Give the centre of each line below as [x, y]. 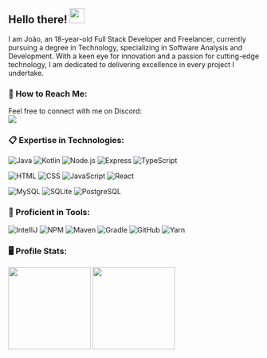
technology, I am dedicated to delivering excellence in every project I [122, 64]
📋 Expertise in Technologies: [67, 141]
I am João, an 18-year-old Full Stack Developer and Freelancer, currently [128, 39]
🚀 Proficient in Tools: [49, 213]
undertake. [26, 73]
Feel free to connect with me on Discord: [75, 111]
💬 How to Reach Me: [48, 93]
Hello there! [38, 20]
